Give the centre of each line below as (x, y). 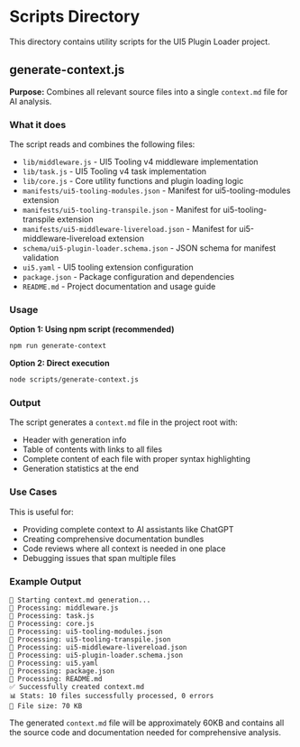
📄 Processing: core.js (52, 623)
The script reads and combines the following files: (102, 144)
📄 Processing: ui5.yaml (54, 663)
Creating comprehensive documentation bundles (113, 539)
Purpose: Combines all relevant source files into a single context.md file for (149, 91)
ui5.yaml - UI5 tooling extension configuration (108, 267)
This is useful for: (41, 512)
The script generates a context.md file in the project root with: (124, 422)
